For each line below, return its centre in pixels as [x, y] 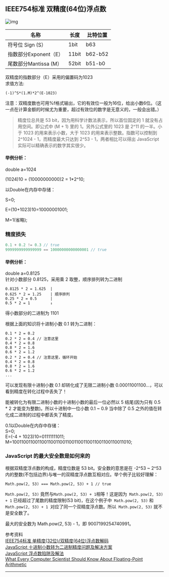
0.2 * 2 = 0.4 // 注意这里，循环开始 [41, 358]
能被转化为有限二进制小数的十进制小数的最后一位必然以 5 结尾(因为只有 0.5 [83, 402]
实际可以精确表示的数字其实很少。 [53, 145]
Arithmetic [16, 564]
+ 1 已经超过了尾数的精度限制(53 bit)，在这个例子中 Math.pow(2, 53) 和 [79, 500]
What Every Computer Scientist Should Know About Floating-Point [74, 559]
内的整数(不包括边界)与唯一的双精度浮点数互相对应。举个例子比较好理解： [82, 474]
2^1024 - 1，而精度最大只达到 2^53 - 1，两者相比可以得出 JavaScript [88, 139]
